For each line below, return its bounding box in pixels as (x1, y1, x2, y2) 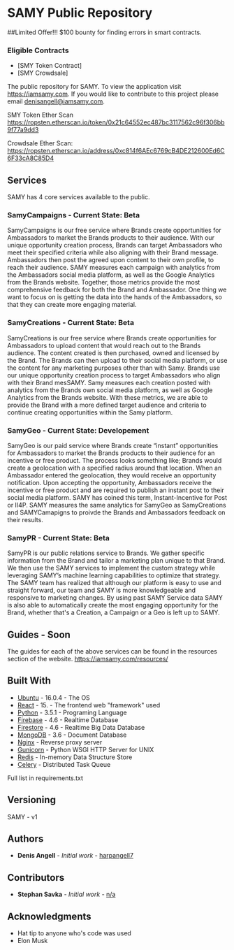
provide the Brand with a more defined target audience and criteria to (7, 401, 207, 409)
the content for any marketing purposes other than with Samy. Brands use (7, 364, 220, 372)
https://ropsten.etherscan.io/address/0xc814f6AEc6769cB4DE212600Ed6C (7, 147, 225, 155)
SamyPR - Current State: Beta (7, 533, 110, 542)
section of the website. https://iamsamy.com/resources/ (7, 655, 169, 663)
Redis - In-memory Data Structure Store (17, 753, 133, 761)
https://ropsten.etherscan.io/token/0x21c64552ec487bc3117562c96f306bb (7, 118, 225, 127)
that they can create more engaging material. (7, 301, 137, 309)
